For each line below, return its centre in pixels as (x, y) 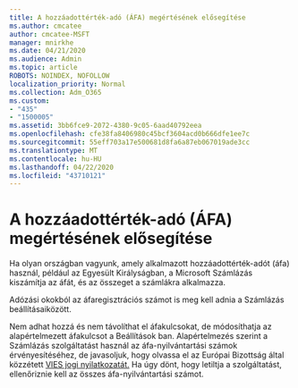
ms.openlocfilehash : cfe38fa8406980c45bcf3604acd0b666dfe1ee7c (130, 134)
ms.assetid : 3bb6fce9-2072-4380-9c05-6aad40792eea (106, 126)
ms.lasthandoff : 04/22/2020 (62, 167)
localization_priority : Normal (68, 84)
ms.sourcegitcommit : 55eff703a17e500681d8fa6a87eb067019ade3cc (130, 142)
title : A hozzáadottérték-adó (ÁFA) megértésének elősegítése (128, 17)
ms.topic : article (43, 68)
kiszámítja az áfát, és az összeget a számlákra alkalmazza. (118, 283)
